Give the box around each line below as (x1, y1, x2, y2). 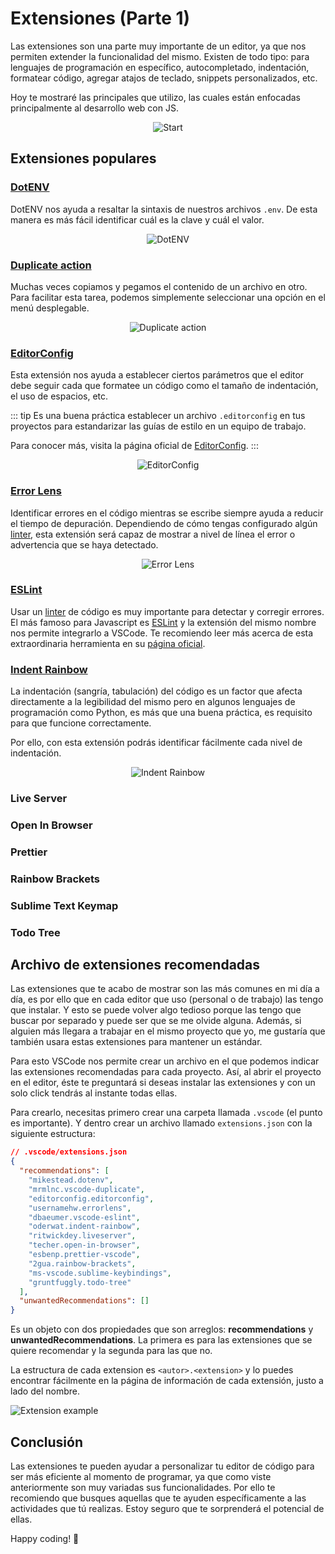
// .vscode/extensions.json (10, 1147, 128, 1157)
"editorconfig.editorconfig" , (28, 1193, 155, 1204)
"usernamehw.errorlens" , (28, 1203, 132, 1213)
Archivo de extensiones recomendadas (10, 957, 261, 974)
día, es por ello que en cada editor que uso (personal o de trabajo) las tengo (10, 993, 324, 1006)
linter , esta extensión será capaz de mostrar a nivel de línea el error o (10, 528, 296, 540)
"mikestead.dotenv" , (28, 1175, 114, 1186)
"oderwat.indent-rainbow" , (28, 1222, 141, 1232)
